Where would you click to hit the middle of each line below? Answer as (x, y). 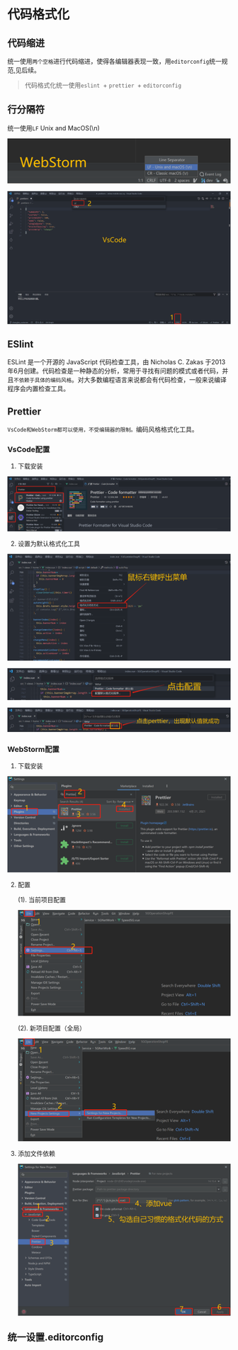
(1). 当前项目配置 (41, 899)
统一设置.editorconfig (56, 1337)
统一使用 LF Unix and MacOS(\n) (54, 128)
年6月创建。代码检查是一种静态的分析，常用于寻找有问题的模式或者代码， (115, 371)
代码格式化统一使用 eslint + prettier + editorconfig (103, 85)
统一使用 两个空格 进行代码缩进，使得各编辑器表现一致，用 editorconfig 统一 (114, 61)
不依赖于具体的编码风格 (43, 381)
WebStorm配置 (34, 749)
